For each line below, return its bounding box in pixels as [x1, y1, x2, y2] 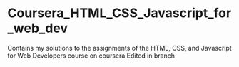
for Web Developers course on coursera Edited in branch [7, 51, 175, 60]
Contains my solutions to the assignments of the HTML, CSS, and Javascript [7, 43, 232, 52]
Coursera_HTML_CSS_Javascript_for [7, 5, 232, 21]
